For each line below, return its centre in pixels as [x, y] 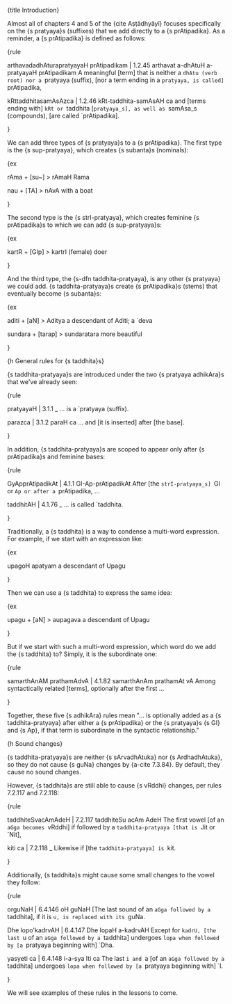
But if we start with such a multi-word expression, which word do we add [112, 647]
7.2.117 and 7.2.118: [33, 793]
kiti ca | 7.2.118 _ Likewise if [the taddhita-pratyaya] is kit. [92, 848]
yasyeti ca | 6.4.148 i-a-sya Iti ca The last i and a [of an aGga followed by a [116, 958]
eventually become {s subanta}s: [55, 294]
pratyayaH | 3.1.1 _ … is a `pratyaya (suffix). [68, 409]
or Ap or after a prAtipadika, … [53, 491]
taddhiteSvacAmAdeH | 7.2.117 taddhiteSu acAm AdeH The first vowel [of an [116, 820]
